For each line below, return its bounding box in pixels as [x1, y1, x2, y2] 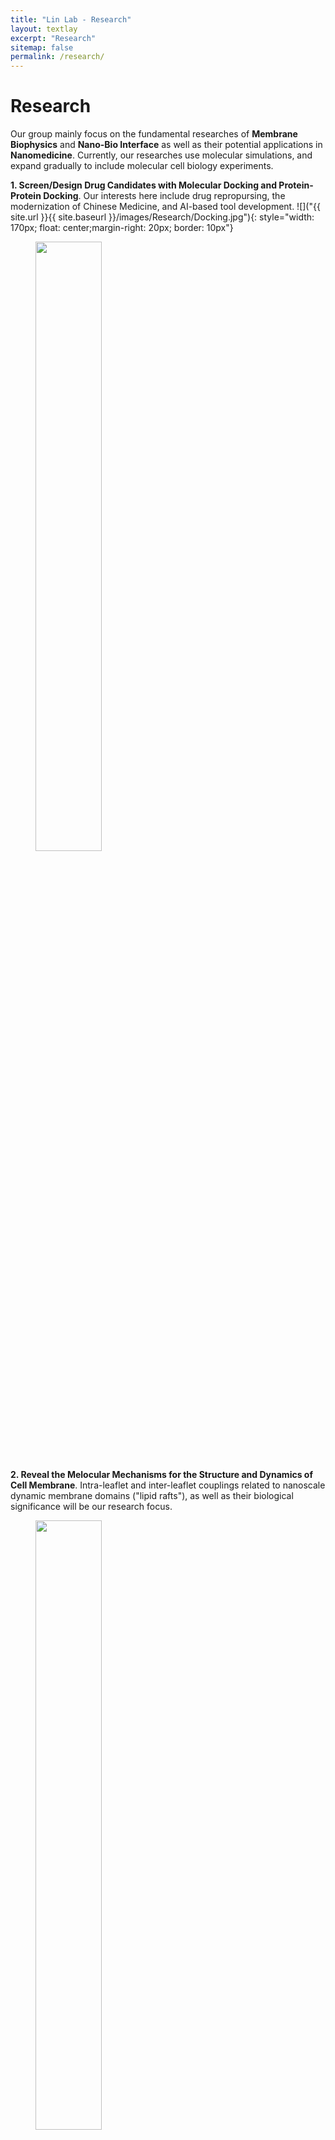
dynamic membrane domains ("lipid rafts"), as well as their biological [10, 1490, 294, 1502]
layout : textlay [10, 24, 78, 34]
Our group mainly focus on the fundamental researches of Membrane [10, 128, 298, 140]
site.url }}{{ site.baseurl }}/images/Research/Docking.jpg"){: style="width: [10, 211, 315, 223]
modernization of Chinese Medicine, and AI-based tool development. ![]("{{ [10, 201, 321, 213]
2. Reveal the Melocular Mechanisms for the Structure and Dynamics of [10, 1469, 313, 1481]
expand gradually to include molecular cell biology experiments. [10, 160, 274, 172]
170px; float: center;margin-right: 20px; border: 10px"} [10, 222, 234, 234]
